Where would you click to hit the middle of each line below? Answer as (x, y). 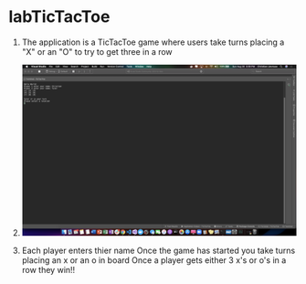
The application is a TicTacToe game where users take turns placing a (153, 42)
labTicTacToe (59, 17)
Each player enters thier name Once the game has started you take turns (158, 251)
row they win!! (48, 270)
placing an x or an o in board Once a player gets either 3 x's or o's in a (154, 260)
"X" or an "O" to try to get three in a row (97, 51)
